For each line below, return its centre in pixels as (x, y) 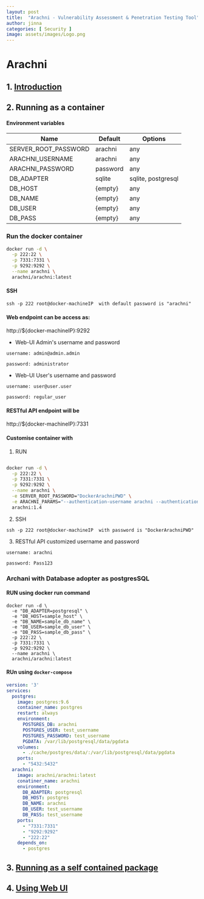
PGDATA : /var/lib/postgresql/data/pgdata (76, 741)
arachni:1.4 (27, 507)
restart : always (38, 713)
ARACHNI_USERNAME (41, 159)
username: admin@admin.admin (43, 354)
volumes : (28, 747)
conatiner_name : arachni (49, 781)
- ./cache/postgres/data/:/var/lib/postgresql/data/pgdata (98, 753)
